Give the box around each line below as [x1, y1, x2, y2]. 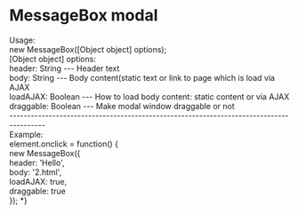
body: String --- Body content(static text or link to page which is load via [9, 72, 276, 83]
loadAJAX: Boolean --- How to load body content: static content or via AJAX [9, 91, 290, 102]
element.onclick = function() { [9, 139, 118, 149]
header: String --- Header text [9, 63, 120, 74]
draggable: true [9, 186, 67, 196]
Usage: [9, 35, 36, 45]
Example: [9, 129, 44, 139]
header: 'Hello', [9, 157, 65, 168]
